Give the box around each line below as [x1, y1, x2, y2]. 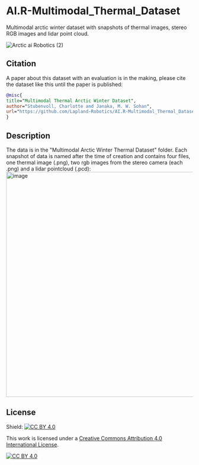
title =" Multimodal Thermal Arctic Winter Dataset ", [6, 98, 136, 104]
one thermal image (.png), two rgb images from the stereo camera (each [6, 159, 183, 166]
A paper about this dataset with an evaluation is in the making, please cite [6, 74, 186, 81]
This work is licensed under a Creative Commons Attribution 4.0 [6, 434, 163, 442]
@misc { [6, 92, 23, 98]
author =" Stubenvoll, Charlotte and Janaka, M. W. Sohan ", [6, 103, 152, 109]
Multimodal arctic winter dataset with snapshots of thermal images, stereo [6, 24, 187, 31]
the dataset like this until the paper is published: [6, 81, 123, 88]
